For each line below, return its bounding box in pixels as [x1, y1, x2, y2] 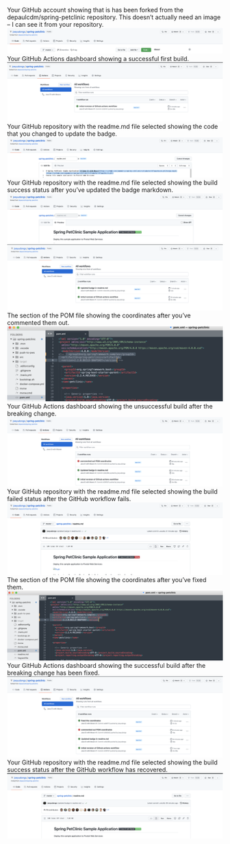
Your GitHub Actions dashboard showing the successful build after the [7, 662, 206, 670]
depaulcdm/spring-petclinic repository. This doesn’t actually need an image [7, 13, 221, 21]
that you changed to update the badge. [7, 130, 118, 138]
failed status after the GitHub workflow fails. [7, 494, 131, 503]
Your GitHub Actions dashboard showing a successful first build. [7, 54, 190, 62]
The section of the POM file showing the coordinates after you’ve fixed [7, 575, 207, 583]
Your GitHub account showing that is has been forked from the [7, 6, 183, 14]
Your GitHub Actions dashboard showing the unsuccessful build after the [7, 402, 214, 410]
